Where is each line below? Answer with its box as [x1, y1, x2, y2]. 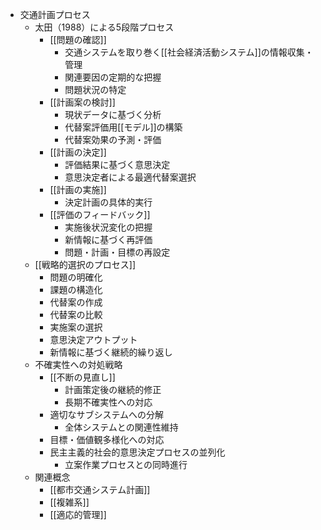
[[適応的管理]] [49, 509, 107, 520]
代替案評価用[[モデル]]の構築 [64, 121, 183, 133]
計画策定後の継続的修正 [64, 384, 162, 395]
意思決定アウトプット [49, 334, 138, 345]
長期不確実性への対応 [64, 396, 153, 408]
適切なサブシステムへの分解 [49, 409, 164, 420]
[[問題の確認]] [49, 34, 107, 45]
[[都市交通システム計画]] [49, 484, 151, 495]
